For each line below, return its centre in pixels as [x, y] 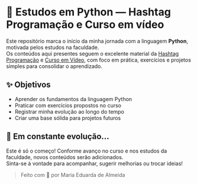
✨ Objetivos [29, 85]
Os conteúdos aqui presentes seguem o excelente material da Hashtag [93, 53]
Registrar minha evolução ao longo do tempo [69, 111]
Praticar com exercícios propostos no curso [68, 105]
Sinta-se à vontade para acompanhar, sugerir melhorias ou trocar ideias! [95, 163]
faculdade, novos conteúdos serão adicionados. [65, 157]
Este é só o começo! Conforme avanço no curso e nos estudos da [87, 151]
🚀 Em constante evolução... [58, 136]
